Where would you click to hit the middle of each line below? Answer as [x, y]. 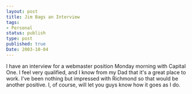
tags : [13, 22]
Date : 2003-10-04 [27, 50]
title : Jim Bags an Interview [43, 17]
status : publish [26, 33]
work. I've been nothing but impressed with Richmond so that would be [92, 78]
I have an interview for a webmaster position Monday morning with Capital [96, 66]
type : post [19, 39]
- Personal [19, 28]
